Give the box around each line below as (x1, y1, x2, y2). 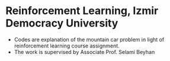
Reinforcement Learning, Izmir (5, 4, 159, 18)
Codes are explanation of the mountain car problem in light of (14, 36, 165, 43)
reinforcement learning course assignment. (14, 42, 120, 49)
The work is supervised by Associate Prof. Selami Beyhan (14, 48, 155, 55)
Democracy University (5, 16, 118, 30)
